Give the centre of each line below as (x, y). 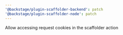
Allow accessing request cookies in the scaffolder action (62, 27)
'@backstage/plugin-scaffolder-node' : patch (51, 14)
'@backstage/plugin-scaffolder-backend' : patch (54, 9)
